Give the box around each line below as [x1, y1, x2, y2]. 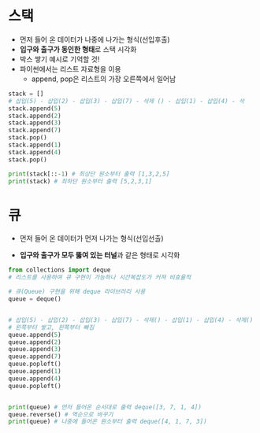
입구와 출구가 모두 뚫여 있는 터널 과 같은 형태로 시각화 [19, 250, 180, 260]
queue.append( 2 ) [8, 338, 61, 346]
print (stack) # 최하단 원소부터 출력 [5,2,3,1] [8, 177, 152, 185]
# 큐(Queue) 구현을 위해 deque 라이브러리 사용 [8, 288, 146, 296]
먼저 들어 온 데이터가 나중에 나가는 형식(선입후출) [19, 35, 171, 44]
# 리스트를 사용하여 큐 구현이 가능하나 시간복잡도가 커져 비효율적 [8, 273, 191, 282]
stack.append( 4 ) [8, 148, 61, 156]
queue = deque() [8, 295, 61, 303]
